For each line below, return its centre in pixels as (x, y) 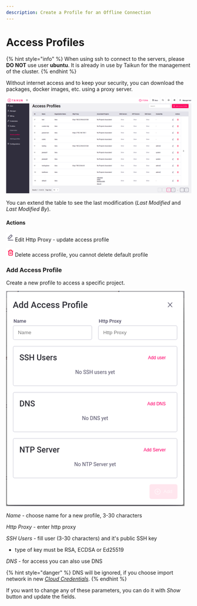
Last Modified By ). (29, 209)
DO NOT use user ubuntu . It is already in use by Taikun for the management (98, 65)
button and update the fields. (41, 597)
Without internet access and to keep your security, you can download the (95, 83)
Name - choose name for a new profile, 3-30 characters (74, 515)
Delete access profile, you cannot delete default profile (81, 254)
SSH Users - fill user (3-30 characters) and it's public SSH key (82, 538)
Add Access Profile (34, 270)
